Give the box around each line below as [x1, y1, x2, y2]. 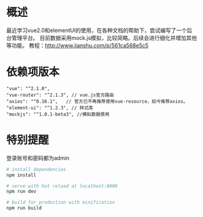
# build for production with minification [6, 199, 115, 206]
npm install [6, 172, 36, 178]
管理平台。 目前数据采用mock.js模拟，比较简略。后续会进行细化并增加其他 [11, 34, 198, 41]
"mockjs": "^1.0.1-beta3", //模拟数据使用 [6, 111, 110, 117]
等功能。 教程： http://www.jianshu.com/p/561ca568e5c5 [6, 42, 148, 49]
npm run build [6, 205, 42, 212]
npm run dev [6, 189, 36, 195]
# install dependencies [6, 166, 67, 172]
